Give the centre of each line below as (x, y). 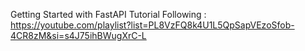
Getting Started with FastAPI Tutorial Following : (108, 14)
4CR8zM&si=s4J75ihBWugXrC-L (78, 35)
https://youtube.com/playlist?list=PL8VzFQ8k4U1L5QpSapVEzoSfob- (152, 25)
